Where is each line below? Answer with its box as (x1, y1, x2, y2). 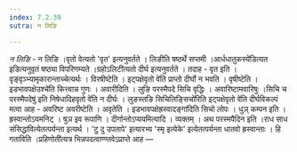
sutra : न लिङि (9, 21, 58, 30)
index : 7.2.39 (9, 12, 62, 22)
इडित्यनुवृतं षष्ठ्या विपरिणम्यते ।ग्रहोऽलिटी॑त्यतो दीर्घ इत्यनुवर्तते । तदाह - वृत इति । (9, 63, 237, 74)
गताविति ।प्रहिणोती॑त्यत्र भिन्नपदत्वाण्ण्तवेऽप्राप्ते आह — (9, 133, 154, 144)
